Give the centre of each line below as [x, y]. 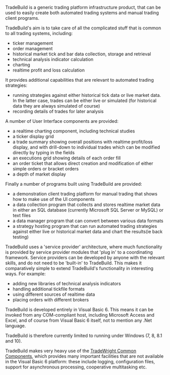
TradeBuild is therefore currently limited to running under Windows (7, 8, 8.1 [84, 335]
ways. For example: [26, 274]
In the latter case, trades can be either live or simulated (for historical [84, 100]
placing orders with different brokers [51, 300]
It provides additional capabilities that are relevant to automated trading [80, 80]
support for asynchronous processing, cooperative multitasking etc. [76, 367]
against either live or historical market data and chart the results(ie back [88, 231]
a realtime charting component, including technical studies [74, 131]
